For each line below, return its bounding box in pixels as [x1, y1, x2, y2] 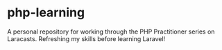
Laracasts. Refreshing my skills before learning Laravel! [7, 34, 166, 42]
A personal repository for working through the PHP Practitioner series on [7, 27, 215, 36]
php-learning [7, 5, 85, 21]
